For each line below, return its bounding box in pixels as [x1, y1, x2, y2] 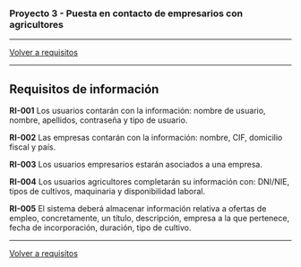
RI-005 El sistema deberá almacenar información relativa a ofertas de [9, 203, 267, 214]
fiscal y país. [9, 142, 56, 152]
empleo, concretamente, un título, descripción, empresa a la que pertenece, [9, 213, 289, 224]
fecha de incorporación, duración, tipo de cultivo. [9, 222, 192, 233]
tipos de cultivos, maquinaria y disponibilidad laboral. [9, 186, 206, 197]
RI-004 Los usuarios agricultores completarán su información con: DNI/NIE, [9, 177, 289, 187]
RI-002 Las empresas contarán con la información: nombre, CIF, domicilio [9, 133, 283, 143]
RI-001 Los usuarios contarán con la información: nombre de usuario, [9, 106, 266, 116]
